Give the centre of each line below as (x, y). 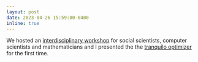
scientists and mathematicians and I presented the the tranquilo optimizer (99, 47)
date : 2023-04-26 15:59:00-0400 (48, 18)
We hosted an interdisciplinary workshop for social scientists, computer (97, 41)
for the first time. (28, 53)
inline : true (23, 23)
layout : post (23, 12)
